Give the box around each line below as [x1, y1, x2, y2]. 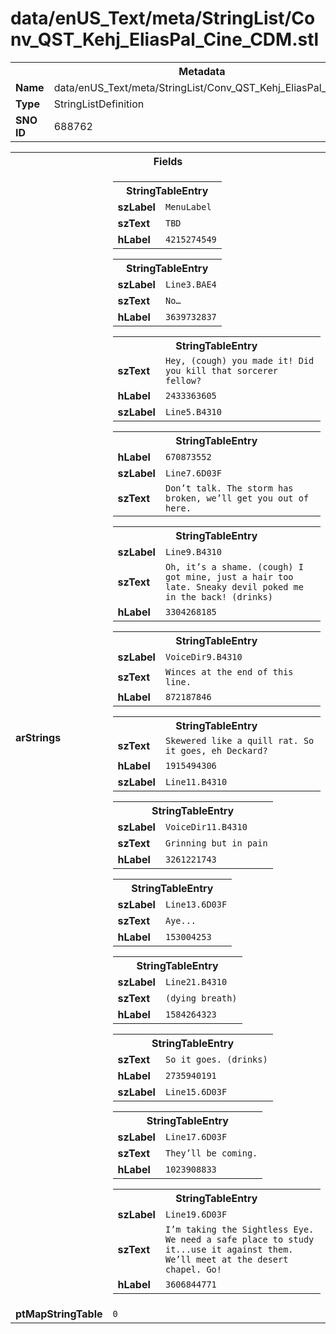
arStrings [15, 730, 62, 744]
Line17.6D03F [164, 1131, 228, 1142]
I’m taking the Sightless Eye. [164, 1223, 315, 1235]
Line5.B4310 [164, 406, 222, 417]
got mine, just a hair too [164, 571, 294, 582]
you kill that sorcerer [164, 365, 279, 376]
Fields [153, 154, 183, 168]
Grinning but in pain [164, 837, 268, 849]
